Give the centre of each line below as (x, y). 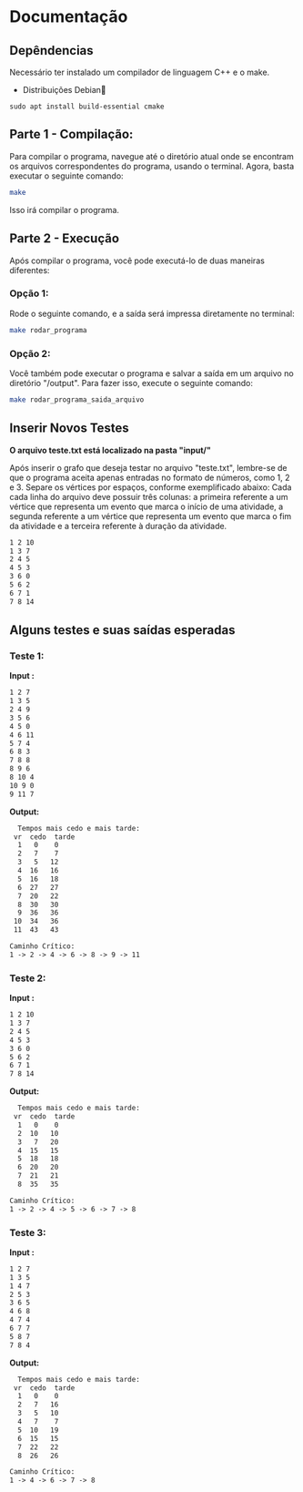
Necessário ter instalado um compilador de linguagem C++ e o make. (140, 72)
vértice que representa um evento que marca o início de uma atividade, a (146, 506)
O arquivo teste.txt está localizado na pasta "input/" (110, 450)
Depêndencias (51, 51)
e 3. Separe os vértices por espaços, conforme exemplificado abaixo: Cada (151, 487)
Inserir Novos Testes (69, 429)
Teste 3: (28, 1232)
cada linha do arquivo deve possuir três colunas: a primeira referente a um (149, 496)
